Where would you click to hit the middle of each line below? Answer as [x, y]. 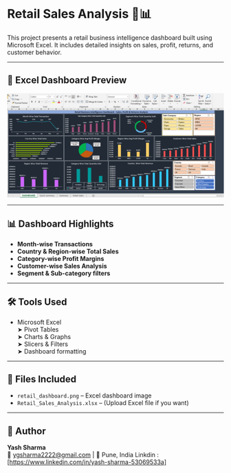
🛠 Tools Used [37, 302]
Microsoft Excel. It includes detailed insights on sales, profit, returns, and [110, 45]
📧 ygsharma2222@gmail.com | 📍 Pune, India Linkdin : [83, 455]
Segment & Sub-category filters [64, 273]
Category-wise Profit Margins [60, 258]
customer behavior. [34, 52]
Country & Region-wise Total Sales [68, 251]
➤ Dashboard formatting [52, 351]
